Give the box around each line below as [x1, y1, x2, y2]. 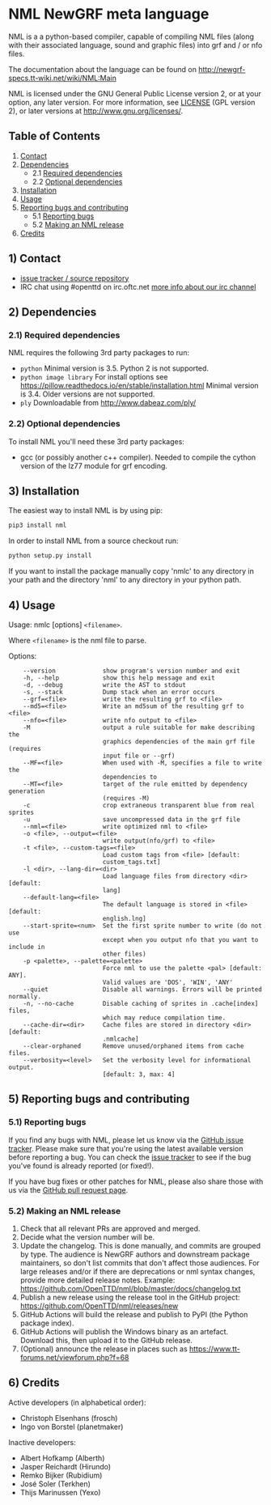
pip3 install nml [8, 521, 67, 530]
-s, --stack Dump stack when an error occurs [23, 688, 216, 696]
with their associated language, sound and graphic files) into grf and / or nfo [8, 40, 263, 49]
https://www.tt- [188, 1344, 240, 1354]
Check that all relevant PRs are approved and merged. [19, 1223, 201, 1233]
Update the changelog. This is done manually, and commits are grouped [19, 1240, 261, 1250]
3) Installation [8, 484, 80, 498]
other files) [102, 950, 147, 958]
